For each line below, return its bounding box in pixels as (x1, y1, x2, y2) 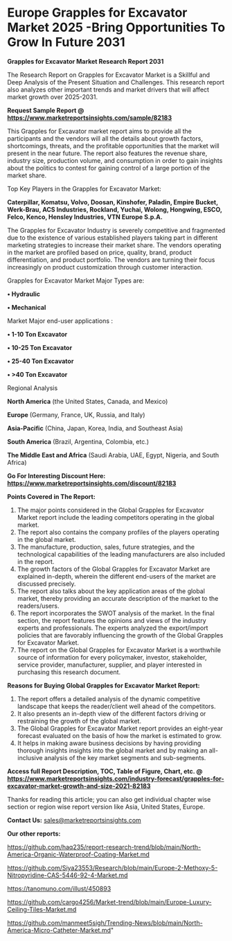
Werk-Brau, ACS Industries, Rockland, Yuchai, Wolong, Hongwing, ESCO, (7, 205, 222, 213)
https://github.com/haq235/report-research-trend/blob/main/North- (7, 843, 202, 851)
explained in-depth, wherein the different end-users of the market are (17, 572, 216, 580)
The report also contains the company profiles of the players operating (17, 528, 220, 536)
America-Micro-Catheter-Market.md (7, 926, 111, 934)
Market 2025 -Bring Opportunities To (7, 19, 226, 35)
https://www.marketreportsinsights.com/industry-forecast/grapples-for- (7, 774, 224, 782)
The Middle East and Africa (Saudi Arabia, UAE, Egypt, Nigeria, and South (7, 450, 220, 459)
